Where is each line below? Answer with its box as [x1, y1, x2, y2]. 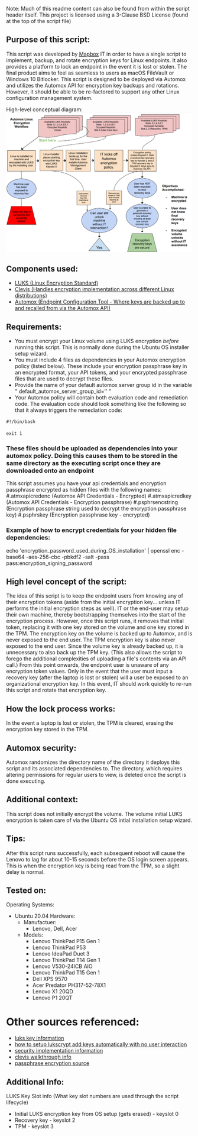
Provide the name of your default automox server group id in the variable [14, 381, 192, 388]
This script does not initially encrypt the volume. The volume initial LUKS [6, 810, 183, 817]
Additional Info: [6, 1077, 64, 1087]
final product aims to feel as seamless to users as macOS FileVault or [6, 69, 174, 76]
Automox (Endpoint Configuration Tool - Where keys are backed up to [14, 298, 185, 305]
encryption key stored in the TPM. [6, 726, 89, 733]
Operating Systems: [6, 901, 54, 908]
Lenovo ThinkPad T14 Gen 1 [32, 957, 100, 964]
